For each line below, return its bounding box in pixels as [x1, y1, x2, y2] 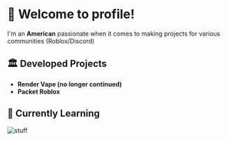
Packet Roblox [17, 87, 61, 96]
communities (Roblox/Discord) [7, 36, 95, 45]
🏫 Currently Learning [7, 107, 100, 119]
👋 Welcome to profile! [7, 6, 135, 22]
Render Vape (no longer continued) [17, 80, 122, 88]
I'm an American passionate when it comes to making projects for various [7, 29, 221, 38]
